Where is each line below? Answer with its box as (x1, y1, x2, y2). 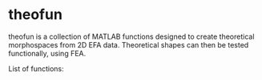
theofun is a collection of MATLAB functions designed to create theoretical (8, 32, 255, 41)
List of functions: (8, 63, 64, 73)
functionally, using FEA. (8, 48, 87, 58)
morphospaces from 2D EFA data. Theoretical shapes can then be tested (8, 40, 249, 49)
